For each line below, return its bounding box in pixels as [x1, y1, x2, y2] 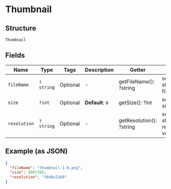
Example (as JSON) [5, 147, 68, 156]
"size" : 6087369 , [10, 170, 47, 175]
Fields [5, 51, 25, 60]
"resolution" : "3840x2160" [10, 175, 67, 180]
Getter [129, 66, 146, 73]
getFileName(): [119, 78, 155, 85]
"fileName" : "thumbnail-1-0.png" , [10, 165, 83, 170]
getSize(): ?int [119, 99, 152, 106]
